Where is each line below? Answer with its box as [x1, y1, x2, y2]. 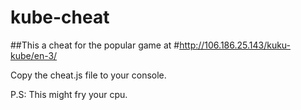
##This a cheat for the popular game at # [10, 39, 180, 51]
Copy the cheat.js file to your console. [10, 69, 167, 81]
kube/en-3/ [10, 49, 58, 61]
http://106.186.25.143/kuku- [179, 39, 292, 51]
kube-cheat [10, 6, 110, 29]
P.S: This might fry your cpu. [10, 88, 128, 100]
